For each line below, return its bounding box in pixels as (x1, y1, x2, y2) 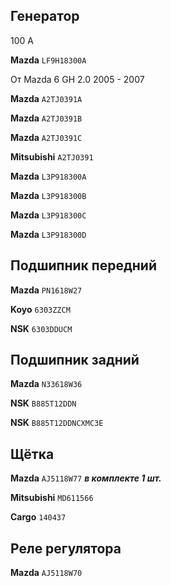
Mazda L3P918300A (10, 170, 87, 182)
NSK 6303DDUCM (10, 322, 73, 334)
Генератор (10, 8, 80, 25)
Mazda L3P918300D (10, 228, 87, 240)
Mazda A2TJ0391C (10, 131, 83, 143)
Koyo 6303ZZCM (10, 303, 71, 315)
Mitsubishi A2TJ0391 (10, 150, 94, 163)
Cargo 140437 (10, 511, 67, 523)
